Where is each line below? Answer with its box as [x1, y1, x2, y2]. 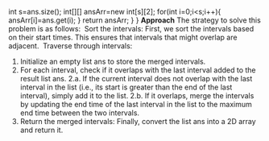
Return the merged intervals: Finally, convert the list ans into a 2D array [19, 117, 256, 126]
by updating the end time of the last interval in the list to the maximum [19, 100, 252, 109]
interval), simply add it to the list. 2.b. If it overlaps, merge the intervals [19, 91, 255, 100]
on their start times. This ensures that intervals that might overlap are [8, 32, 238, 42]
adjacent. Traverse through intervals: [8, 41, 133, 51]
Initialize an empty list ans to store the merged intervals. [19, 56, 206, 66]
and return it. [19, 125, 64, 135]
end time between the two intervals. [19, 108, 139, 118]
